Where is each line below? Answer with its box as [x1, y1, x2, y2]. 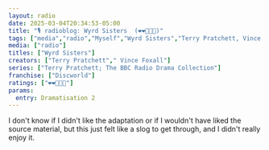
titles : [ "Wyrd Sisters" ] [8, 49, 95, 57]
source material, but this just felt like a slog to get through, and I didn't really [8, 124, 261, 134]
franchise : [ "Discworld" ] [8, 71, 95, 79]
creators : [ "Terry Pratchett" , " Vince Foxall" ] [8, 57, 172, 65]
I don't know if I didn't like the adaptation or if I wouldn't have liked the [8, 116, 242, 125]
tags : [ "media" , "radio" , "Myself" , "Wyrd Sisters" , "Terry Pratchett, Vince [8, 34, 262, 43]
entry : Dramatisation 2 [15, 94, 95, 102]
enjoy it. [8, 133, 35, 143]
